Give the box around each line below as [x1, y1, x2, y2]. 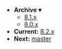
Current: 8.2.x [13, 27, 55, 35]
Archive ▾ [13, 6, 42, 14]
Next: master [13, 35, 52, 43]
